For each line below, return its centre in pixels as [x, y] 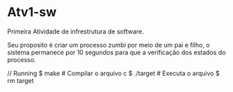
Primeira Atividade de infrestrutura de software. [76, 31]
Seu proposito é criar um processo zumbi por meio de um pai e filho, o [109, 45]
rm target [21, 80]
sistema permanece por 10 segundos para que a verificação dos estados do [116, 52]
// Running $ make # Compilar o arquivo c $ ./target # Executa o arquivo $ [113, 73]
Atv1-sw [32, 12]
